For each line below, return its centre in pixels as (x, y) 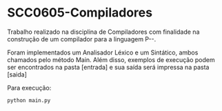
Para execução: (29, 88)
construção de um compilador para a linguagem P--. (82, 39)
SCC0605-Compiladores (80, 13)
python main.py (29, 100)
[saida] (17, 74)
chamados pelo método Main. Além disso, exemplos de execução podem (111, 59)
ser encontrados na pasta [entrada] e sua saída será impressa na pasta (108, 67)
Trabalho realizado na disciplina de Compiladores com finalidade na (103, 32)
